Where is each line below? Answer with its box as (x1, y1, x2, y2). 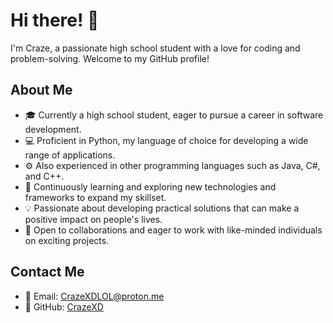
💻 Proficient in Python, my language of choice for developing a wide (24, 134, 309, 146)
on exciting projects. (24, 234, 110, 246)
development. (24, 123, 82, 135)
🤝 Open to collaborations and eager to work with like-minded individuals (24, 224, 323, 236)
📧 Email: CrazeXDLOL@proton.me (24, 290, 165, 302)
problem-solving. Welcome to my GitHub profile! (10, 52, 210, 64)
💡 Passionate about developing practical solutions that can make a (24, 202, 300, 214)
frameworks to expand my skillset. (24, 191, 167, 203)
